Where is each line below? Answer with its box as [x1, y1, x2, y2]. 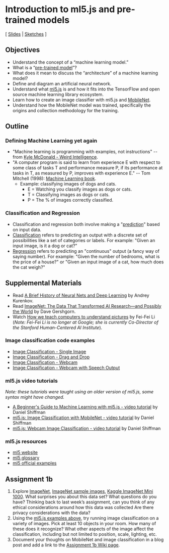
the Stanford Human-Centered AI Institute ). [12, 325, 103, 331]
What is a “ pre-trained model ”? [12, 64, 77, 70]
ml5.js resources [5, 438, 47, 445]
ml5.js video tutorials [5, 377, 58, 384]
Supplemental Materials [5, 279, 82, 288]
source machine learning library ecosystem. [12, 91, 104, 97]
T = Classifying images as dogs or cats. [27, 192, 110, 198]
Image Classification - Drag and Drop [12, 354, 90, 360]
